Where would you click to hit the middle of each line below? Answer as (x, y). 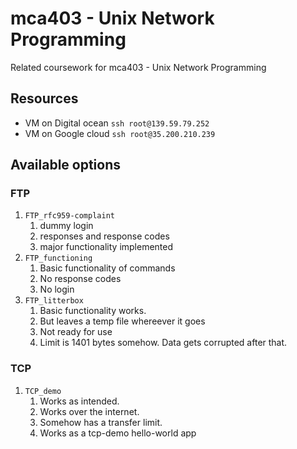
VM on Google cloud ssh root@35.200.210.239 (120, 133)
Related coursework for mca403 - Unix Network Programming (138, 67)
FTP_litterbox (54, 301)
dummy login (66, 226)
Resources (44, 98)
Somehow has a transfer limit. (101, 422)
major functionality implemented (106, 247)
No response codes (80, 279)
